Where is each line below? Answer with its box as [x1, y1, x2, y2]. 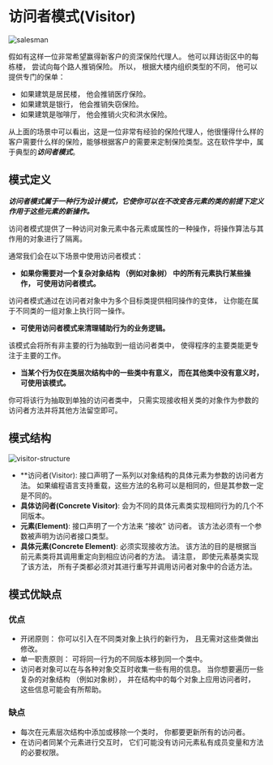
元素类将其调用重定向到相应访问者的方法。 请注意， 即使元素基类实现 [27, 551, 259, 561]
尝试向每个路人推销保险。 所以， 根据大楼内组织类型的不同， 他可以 [31, 62, 258, 71]
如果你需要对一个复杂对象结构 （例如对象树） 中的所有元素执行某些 [19, 268, 245, 278]
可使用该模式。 [19, 378, 70, 387]
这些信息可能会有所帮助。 [19, 685, 106, 694]
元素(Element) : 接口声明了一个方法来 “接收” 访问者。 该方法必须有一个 [19, 521, 255, 530]
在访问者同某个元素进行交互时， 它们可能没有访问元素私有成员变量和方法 [19, 737, 264, 747]
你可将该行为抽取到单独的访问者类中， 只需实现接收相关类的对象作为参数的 [8, 395, 259, 404]
